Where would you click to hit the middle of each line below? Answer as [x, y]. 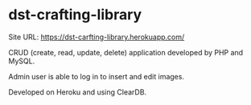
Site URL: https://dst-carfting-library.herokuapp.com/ [97, 37]
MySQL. [22, 61]
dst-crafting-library [75, 15]
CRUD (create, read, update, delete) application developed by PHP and [126, 52]
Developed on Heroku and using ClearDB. [78, 92]
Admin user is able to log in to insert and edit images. [97, 76]
